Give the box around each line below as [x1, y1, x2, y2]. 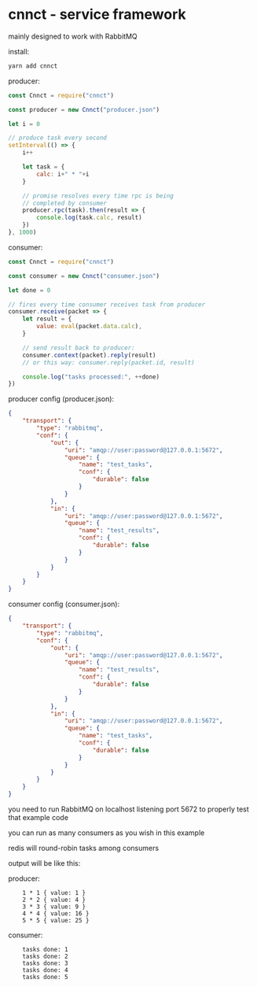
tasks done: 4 [22, 967, 68, 974]
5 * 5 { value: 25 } [22, 917, 90, 925]
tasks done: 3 [22, 959, 68, 967]
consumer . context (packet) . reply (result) [22, 351, 156, 359]
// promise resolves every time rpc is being [22, 191, 174, 200]
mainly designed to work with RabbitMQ [8, 31, 138, 41]
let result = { [22, 315, 72, 323]
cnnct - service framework [8, 6, 186, 24]
